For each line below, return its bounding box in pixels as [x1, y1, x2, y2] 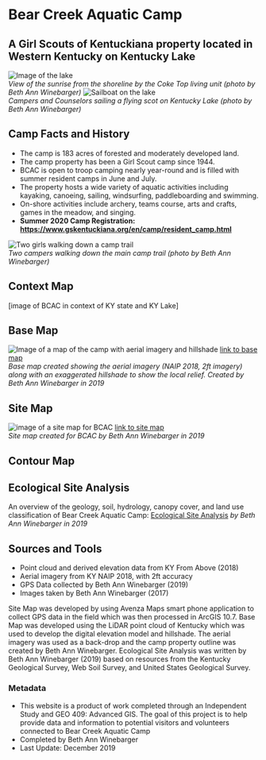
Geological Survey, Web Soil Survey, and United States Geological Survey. [8, 663, 251, 673]
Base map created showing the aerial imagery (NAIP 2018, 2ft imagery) [8, 361, 243, 371]
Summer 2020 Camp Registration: [19, 216, 136, 226]
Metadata [8, 683, 46, 694]
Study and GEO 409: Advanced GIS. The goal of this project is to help [19, 709, 248, 719]
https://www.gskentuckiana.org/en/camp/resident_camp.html [19, 224, 232, 233]
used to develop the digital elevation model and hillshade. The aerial [8, 629, 231, 638]
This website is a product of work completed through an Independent [19, 700, 247, 710]
